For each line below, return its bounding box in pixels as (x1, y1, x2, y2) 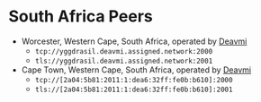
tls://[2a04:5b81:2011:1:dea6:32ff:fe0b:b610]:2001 (34, 85, 233, 94)
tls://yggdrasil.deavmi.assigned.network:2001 (34, 56, 213, 65)
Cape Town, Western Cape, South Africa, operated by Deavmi (21, 64, 252, 75)
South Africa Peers (8, 6, 154, 27)
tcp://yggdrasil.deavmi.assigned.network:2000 (34, 47, 213, 55)
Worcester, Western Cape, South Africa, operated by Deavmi (21, 36, 247, 47)
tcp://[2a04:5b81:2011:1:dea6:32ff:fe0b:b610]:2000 (34, 75, 233, 84)
